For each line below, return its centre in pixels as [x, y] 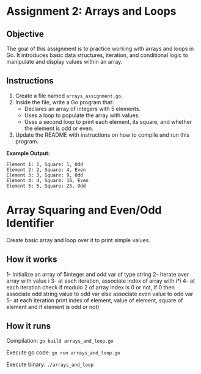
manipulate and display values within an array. [64, 62]
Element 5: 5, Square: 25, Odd [46, 186]
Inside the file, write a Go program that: [64, 102]
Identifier [30, 223]
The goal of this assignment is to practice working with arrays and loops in [100, 48]
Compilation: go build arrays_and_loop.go [60, 341]
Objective [25, 34]
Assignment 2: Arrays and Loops [91, 11]
